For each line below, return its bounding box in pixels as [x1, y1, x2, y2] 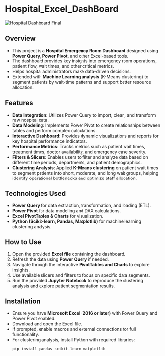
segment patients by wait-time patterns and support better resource [12, 79, 152, 85]
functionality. [12, 331, 39, 337]
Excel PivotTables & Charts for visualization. [12, 213, 104, 219]
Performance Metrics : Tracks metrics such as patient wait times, [12, 143, 146, 149]
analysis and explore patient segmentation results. [12, 283, 115, 289]
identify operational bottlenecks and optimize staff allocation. [12, 175, 137, 181]
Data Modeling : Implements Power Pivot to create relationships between [12, 122, 161, 128]
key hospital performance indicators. [12, 138, 87, 144]
